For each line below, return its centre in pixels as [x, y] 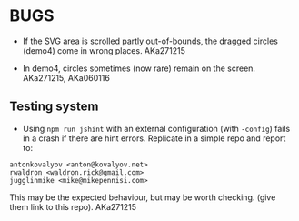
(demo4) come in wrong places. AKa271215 [104, 50]
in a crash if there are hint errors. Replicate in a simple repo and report [154, 138]
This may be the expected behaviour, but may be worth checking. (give [143, 197]
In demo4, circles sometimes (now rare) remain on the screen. [139, 68]
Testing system [54, 107]
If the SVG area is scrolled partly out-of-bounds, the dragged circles [150, 41]
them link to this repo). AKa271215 [73, 206]
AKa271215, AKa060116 [66, 77]
